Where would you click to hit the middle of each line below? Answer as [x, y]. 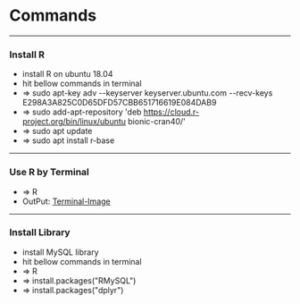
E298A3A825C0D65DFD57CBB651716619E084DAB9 [119, 103]
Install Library [40, 232]
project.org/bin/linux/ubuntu [74, 122]
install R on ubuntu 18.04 [67, 74]
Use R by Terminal [49, 173]
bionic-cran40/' [157, 122]
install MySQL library [61, 252]
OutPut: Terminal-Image [66, 201]
